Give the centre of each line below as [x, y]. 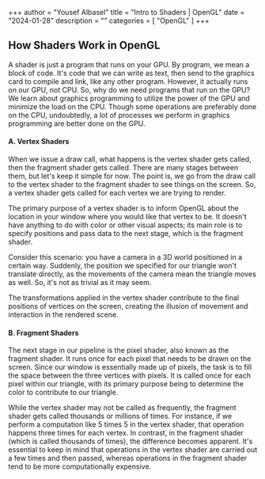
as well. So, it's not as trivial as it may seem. [80, 283]
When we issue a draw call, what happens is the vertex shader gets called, [130, 159]
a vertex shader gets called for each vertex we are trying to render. [117, 193]
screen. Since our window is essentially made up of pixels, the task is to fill [130, 367]
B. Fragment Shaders [44, 333]
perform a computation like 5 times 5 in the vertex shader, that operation [126, 424]
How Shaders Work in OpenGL [84, 46]
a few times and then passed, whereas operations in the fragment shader [128, 458]
